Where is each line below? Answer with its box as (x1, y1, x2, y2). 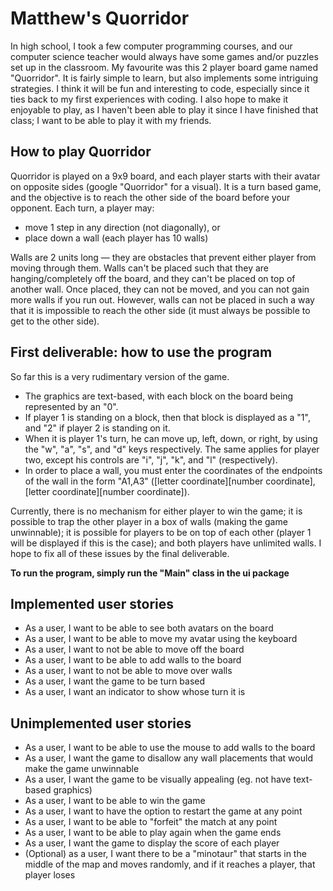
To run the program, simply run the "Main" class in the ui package (10, 567, 290, 579)
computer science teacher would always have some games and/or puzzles (10, 50, 319, 62)
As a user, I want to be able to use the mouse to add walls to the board (24, 742, 316, 754)
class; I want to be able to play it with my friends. (10, 114, 212, 126)
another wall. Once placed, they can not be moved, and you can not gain (10, 283, 310, 295)
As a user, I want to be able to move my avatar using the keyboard (24, 633, 298, 645)
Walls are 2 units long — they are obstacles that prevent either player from (10, 251, 317, 263)
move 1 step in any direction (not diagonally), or (24, 221, 221, 233)
